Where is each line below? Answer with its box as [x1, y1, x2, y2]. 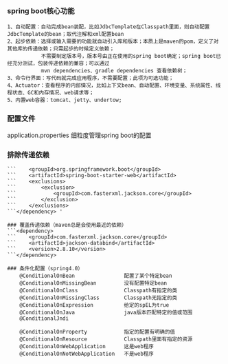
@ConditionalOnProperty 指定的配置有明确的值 [19, 328, 175, 335]
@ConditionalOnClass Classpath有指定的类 [19, 287, 177, 294]
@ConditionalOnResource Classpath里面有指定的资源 [19, 336, 193, 343]
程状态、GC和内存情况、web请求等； [7, 90, 95, 97]
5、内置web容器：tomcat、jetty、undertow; [7, 97, 122, 104]
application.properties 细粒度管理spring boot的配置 [7, 131, 152, 139]
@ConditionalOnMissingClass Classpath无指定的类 [19, 294, 177, 301]
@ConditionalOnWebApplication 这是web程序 [19, 343, 155, 350]
